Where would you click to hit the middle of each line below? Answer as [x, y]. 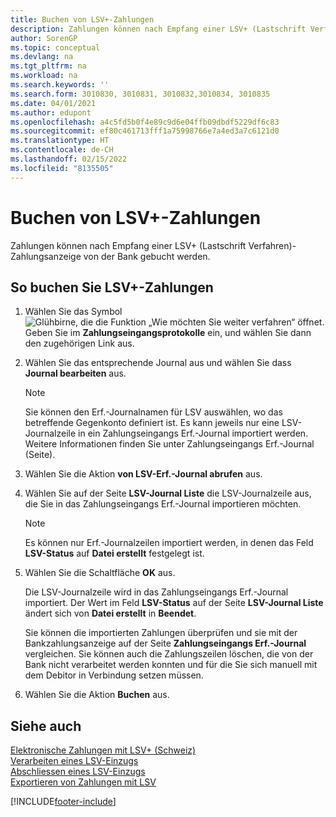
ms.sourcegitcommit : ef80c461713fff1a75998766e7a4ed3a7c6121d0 [145, 131]
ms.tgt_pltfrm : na [48, 66]
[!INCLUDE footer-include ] [63, 802]
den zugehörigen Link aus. [79, 343]
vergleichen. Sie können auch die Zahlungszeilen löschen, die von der [169, 654]
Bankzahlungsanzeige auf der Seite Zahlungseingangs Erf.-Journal [165, 643]
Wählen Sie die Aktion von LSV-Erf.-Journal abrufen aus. [143, 474]
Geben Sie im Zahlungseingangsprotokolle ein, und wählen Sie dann [168, 333]
